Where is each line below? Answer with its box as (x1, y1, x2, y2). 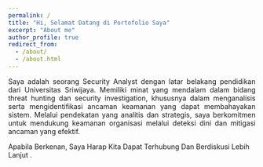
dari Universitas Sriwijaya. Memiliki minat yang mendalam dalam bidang (8, 85, 256, 94)
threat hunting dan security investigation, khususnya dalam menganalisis (8, 93, 256, 103)
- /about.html (15, 56, 61, 64)
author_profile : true (8, 33, 79, 42)
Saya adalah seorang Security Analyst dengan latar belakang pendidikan (8, 76, 256, 86)
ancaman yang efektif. (8, 126, 81, 136)
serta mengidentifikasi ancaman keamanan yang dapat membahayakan (8, 101, 256, 111)
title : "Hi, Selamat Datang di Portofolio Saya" (8, 19, 170, 27)
